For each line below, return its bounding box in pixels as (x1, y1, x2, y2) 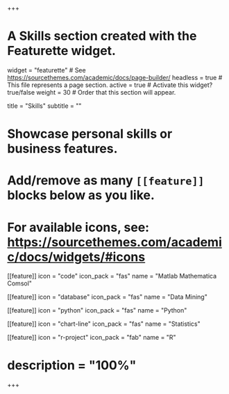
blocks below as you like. (7, 187, 155, 203)
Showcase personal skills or (7, 126, 173, 142)
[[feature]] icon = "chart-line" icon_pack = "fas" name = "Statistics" (7, 320, 201, 328)
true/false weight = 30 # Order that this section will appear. (7, 88, 176, 96)
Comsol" (7, 279, 33, 287)
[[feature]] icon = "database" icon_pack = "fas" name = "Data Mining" (7, 293, 208, 301)
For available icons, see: (7, 219, 150, 235)
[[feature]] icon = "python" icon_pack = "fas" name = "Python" (7, 306, 187, 315)
